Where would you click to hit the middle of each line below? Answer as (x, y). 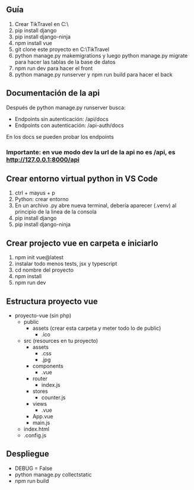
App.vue (43, 416)
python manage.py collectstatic (53, 475)
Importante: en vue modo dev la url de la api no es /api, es (91, 152)
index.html (36, 429)
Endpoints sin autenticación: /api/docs (61, 119)
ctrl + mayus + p (35, 193)
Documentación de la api (53, 93)
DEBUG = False (34, 468)
